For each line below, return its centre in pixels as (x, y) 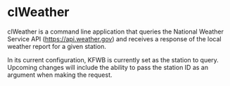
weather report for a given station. (57, 46)
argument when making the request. (60, 75)
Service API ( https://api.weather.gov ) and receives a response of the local (114, 38)
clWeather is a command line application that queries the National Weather (115, 31)
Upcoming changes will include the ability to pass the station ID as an (108, 67)
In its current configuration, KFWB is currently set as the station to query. (113, 59)
